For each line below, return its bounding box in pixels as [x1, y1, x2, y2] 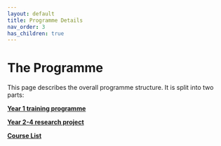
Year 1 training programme [7, 105, 86, 113]
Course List [7, 131, 42, 140]
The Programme [7, 60, 104, 76]
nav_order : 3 [7, 23, 46, 30]
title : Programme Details [7, 17, 83, 24]
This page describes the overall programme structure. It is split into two [7, 84, 214, 92]
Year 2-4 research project [7, 118, 84, 126]
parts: [7, 91, 25, 99]
